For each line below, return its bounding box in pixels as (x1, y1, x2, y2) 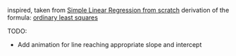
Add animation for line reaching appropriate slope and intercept (17, 41, 202, 48)
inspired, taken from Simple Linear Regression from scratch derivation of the (7, 6, 230, 14)
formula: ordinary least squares (7, 13, 99, 22)
